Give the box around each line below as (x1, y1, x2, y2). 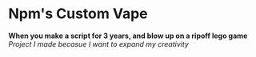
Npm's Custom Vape (8, 5, 148, 23)
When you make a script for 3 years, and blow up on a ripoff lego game (8, 31, 248, 40)
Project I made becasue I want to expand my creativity (8, 39, 190, 48)
